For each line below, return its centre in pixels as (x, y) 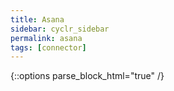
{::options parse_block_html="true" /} (87, 76)
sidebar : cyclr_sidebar (60, 29)
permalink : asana (46, 38)
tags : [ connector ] (48, 47)
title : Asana (37, 19)
